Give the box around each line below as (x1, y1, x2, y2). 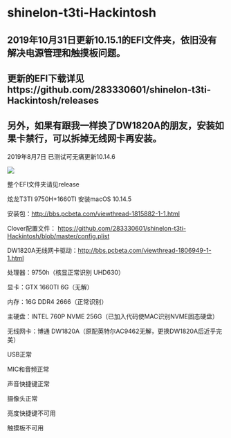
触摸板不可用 (7, 423, 44, 432)
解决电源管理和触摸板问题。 (7, 47, 126, 59)
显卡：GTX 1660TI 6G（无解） (7, 283, 93, 291)
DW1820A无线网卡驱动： (7, 246, 78, 254)
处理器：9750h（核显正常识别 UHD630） (7, 268, 124, 276)
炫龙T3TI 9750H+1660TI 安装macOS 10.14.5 (7, 195, 132, 203)
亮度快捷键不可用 (7, 409, 56, 417)
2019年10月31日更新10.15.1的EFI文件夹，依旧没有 (7, 34, 217, 46)
